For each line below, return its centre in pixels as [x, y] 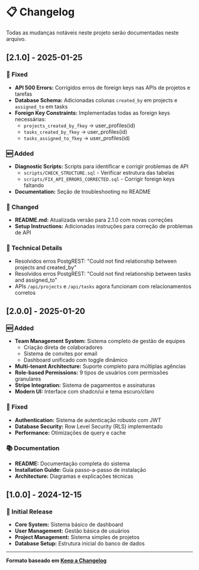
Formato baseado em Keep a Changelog [56, 560]
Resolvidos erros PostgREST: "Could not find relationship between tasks [103, 273]
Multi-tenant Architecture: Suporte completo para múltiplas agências [100, 366]
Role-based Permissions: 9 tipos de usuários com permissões [92, 373]
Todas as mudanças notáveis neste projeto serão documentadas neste [92, 32]
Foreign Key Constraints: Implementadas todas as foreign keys [92, 113]
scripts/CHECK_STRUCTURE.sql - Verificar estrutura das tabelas [99, 172]
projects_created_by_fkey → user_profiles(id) [79, 125]
